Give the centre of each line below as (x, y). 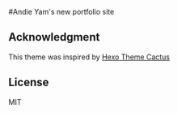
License (29, 83)
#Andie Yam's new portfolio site (61, 12)
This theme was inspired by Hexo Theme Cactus (89, 57)
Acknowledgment (54, 37)
